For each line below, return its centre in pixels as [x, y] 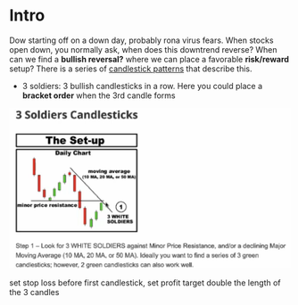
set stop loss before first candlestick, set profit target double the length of [145, 283]
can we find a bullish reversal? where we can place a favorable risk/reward [149, 59]
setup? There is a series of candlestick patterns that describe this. [131, 69]
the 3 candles [34, 293]
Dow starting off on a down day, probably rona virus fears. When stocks [141, 40]
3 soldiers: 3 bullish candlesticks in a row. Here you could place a [142, 86]
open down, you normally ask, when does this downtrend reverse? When [144, 49]
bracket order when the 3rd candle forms [99, 95]
